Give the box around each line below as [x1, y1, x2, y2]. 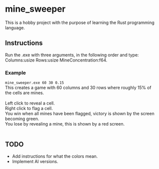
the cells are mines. [5, 90, 44, 96]
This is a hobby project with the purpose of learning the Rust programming [5, 20, 155, 25]
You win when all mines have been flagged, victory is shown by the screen [5, 111, 155, 117]
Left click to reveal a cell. [5, 100, 55, 106]
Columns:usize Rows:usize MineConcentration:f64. [5, 57, 108, 63]
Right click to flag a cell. [5, 106, 53, 111]
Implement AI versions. [12, 158, 58, 164]
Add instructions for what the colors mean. [12, 153, 98, 159]
